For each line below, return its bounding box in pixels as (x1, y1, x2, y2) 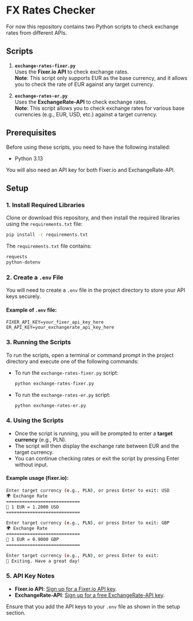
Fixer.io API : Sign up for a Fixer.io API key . (14, 585, 117, 592)
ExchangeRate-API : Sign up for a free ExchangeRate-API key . (14, 592, 165, 599)
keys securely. (6, 293, 41, 300)
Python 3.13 (14, 155, 43, 162)
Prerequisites (6, 128, 56, 138)
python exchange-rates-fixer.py (14, 380, 94, 386)
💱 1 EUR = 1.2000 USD (6, 504, 59, 510)
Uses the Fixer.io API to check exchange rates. (14, 68, 129, 75)
